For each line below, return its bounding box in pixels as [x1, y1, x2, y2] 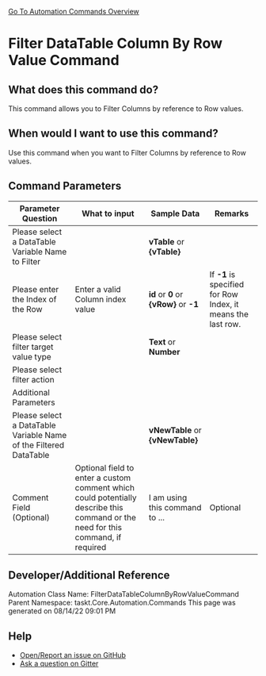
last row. [209, 318, 241, 329]
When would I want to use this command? [8, 127, 219, 140]
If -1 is [209, 269, 236, 280]
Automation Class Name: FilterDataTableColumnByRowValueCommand [8, 590, 240, 599]
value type [12, 351, 51, 362]
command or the [74, 512, 137, 523]
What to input [82, 208, 135, 219]
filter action [12, 374, 55, 385]
